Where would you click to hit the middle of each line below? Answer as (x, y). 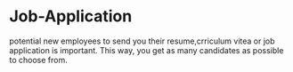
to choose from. (39, 60)
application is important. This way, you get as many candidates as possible (146, 50)
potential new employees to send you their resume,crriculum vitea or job (142, 41)
